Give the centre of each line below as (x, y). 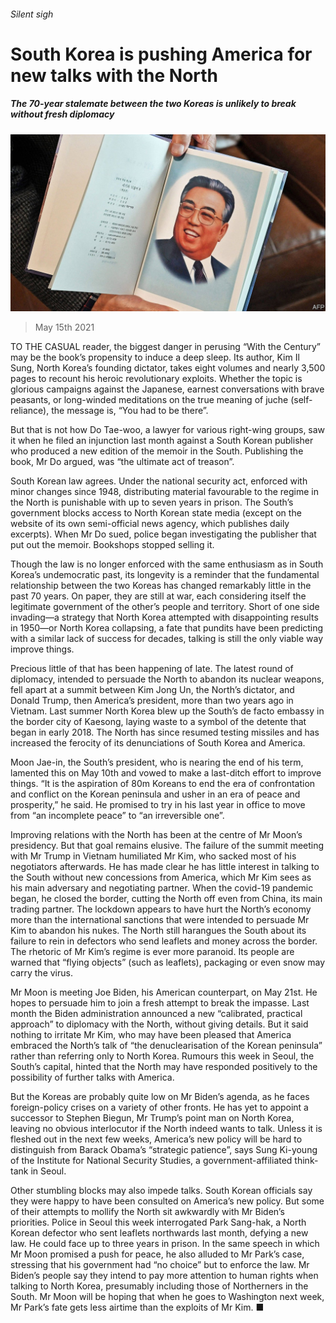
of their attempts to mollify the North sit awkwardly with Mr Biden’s (147, 1212)
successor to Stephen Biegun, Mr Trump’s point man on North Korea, (152, 1118)
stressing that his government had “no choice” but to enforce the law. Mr (160, 1265)
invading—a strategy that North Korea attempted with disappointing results (164, 617)
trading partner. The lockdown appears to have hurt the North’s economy (161, 909)
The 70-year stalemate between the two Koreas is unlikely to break (153, 104)
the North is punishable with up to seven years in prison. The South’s (152, 502)
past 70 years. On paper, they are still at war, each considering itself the (158, 596)
